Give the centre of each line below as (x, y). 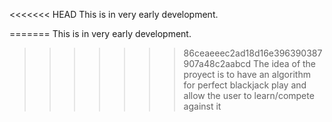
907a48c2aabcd (217, 63)
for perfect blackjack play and (245, 85)
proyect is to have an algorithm (247, 74)
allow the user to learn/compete (249, 95)
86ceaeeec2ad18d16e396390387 (253, 53)
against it (202, 106)
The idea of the (285, 63)
